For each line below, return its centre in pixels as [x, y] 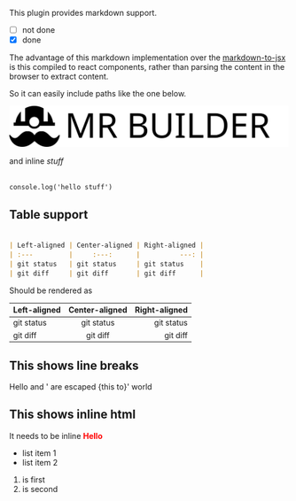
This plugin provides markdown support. [83, 13]
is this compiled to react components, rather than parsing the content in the [147, 67]
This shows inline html [72, 415]
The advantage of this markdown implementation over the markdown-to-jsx [148, 58]
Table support [49, 215]
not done [39, 30]
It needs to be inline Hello [56, 435]
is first [34, 479]
